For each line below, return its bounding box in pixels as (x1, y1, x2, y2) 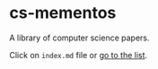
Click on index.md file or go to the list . (9, 49, 148, 60)
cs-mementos (9, 3, 117, 23)
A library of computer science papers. (9, 32, 150, 43)
